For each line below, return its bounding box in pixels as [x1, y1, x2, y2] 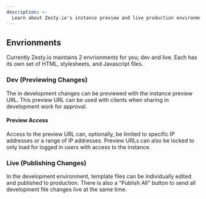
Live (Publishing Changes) [6, 158, 87, 167]
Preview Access [6, 117, 48, 124]
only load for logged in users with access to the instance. [6, 143, 151, 150]
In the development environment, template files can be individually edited [6, 173, 192, 180]
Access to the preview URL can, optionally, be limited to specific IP [6, 130, 175, 138]
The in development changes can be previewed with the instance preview [6, 90, 193, 97]
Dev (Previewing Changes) [6, 76, 88, 84]
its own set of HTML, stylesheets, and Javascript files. [6, 60, 143, 68]
